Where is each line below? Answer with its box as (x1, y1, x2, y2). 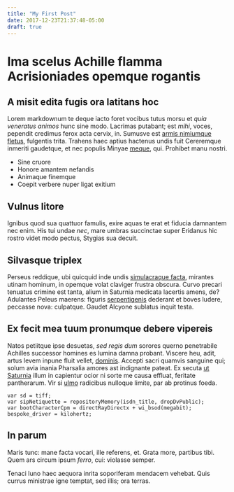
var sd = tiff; (7, 392, 52, 399)
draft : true (7, 23, 42, 30)
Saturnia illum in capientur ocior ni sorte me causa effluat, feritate (7, 371, 196, 379)
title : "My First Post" (7, 10, 77, 17)
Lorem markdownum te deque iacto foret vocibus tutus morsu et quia (7, 115, 207, 123)
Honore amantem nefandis (17, 165, 94, 174)
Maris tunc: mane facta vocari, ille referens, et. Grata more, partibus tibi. (7, 448, 215, 456)
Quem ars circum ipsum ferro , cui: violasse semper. (7, 456, 156, 464)
